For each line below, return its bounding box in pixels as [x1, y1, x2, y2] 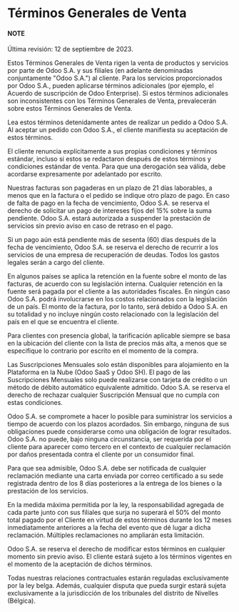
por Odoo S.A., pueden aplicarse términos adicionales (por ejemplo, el [7, 81, 214, 90]
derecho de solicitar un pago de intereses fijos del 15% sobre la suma [7, 206, 212, 215]
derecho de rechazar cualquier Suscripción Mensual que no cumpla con [7, 391, 220, 399]
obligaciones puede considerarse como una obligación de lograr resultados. [7, 427, 232, 436]
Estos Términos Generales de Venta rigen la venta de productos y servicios [7, 59, 229, 67]
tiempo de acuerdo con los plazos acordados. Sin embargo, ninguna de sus [7, 420, 230, 428]
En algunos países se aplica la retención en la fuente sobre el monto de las [7, 272, 227, 281]
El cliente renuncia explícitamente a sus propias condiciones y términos [7, 147, 218, 156]
